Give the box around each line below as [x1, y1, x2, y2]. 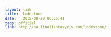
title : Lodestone [5, 12, 43, 16]
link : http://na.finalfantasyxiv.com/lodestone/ [5, 25, 107, 30]
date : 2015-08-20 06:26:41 [5, 16, 65, 21]
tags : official [5, 20, 36, 25]
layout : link [5, 7, 32, 12]
